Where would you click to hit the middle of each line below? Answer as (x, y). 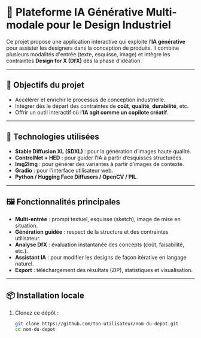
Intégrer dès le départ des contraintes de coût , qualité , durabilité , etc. (102, 106)
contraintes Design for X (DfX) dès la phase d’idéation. (74, 61)
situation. (26, 226)
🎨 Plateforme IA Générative (75, 12)
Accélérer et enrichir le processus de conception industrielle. (90, 99)
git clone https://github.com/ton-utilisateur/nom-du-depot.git (97, 324)
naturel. (24, 264)
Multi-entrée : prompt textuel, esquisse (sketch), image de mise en (98, 219)
